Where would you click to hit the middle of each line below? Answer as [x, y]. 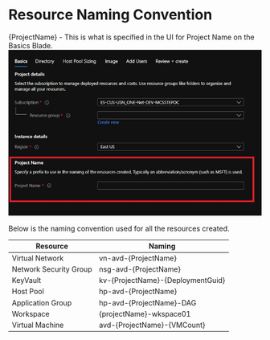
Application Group [42, 302]
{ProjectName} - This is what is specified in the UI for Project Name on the [131, 37]
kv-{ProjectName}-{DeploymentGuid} [162, 281]
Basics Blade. [31, 45]
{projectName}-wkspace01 [145, 313]
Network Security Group [52, 269]
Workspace [31, 313]
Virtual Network [38, 258]
